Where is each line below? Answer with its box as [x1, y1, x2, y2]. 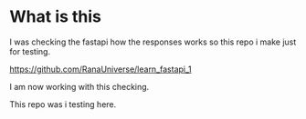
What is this [9, 6, 102, 27]
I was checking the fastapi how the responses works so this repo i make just [9, 36, 297, 47]
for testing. [9, 45, 51, 56]
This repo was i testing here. [9, 98, 117, 110]
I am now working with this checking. [9, 81, 150, 92]
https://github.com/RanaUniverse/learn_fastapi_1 [9, 64, 192, 74]
